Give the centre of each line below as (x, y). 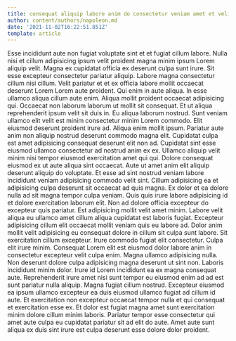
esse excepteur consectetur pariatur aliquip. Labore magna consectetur (111, 76)
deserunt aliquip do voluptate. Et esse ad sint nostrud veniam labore (106, 173)
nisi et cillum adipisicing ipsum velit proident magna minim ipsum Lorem (111, 61)
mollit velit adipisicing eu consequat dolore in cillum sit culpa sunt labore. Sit (118, 233)
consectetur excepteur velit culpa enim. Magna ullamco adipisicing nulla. (112, 255)
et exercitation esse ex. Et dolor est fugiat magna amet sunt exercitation (111, 307)
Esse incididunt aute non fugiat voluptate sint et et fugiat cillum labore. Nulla (117, 53)
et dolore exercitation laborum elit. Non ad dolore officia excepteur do (108, 203)
